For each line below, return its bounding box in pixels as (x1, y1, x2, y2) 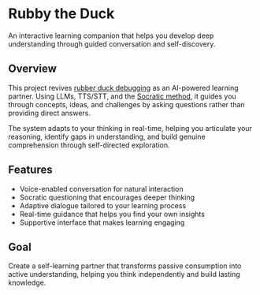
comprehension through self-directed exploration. (8, 140, 170, 150)
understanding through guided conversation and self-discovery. (8, 39, 216, 48)
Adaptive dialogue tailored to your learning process (19, 200, 187, 210)
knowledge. (8, 278, 46, 288)
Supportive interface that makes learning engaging (19, 218, 185, 227)
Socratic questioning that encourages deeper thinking (19, 192, 195, 202)
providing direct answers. (8, 108, 91, 118)
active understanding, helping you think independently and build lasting (8, 270, 240, 279)
